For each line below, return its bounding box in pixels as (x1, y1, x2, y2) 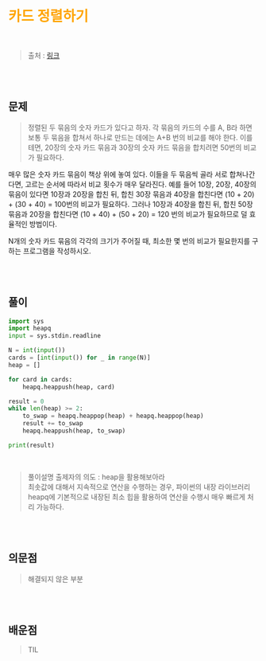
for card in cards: (8, 375, 73, 383)
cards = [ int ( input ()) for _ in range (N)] (8, 354, 151, 362)
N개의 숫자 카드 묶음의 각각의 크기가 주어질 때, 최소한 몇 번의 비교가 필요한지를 (8, 236, 250, 245)
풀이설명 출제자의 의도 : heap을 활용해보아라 (27, 471, 165, 482)
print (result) (8, 441, 56, 449)
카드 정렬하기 (8, 7, 89, 25)
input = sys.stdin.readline (8, 332, 102, 340)
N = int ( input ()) (8, 346, 66, 354)
